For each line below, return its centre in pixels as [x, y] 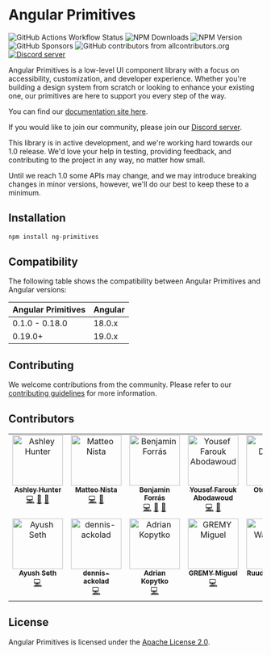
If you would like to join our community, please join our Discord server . [125, 127]
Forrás [154, 498]
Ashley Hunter [38, 490]
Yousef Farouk [213, 490]
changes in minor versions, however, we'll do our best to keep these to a [129, 184]
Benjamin [155, 490]
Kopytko [155, 582]
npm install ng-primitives [54, 237]
